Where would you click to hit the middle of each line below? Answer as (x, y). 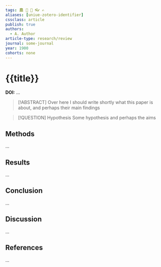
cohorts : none (21, 53)
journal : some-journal (29, 44)
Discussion (24, 219)
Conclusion (24, 191)
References (24, 248)
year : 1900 (17, 48)
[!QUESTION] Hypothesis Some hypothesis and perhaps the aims (87, 118)
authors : (15, 29)
